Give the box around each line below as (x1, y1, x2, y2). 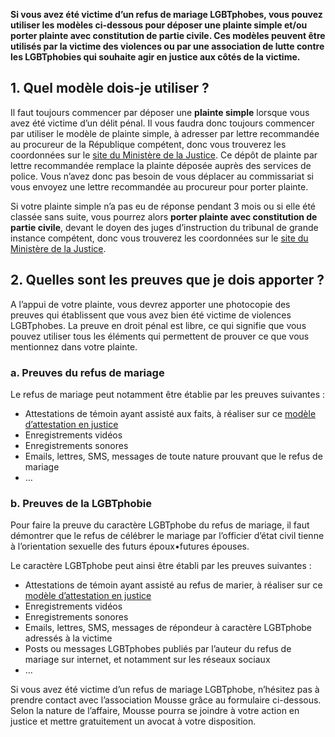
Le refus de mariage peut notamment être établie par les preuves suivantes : (10, 388, 326, 400)
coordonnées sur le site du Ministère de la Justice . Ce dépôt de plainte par (10, 149, 318, 161)
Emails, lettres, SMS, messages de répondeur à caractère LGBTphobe (24, 622, 313, 634)
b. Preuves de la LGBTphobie (10, 496, 152, 510)
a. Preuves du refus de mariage (10, 365, 165, 379)
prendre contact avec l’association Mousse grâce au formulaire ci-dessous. (10, 694, 322, 706)
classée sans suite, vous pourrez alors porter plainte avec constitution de (10, 210, 318, 223)
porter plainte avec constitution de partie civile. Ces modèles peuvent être (10, 30, 326, 41)
